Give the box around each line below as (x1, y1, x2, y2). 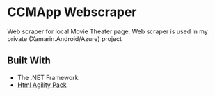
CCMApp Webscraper (7, 4, 137, 20)
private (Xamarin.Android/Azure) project (7, 34, 122, 42)
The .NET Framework (17, 73, 79, 81)
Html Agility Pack (17, 81, 67, 89)
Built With (7, 55, 51, 67)
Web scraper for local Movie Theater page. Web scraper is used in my (7, 27, 209, 35)
